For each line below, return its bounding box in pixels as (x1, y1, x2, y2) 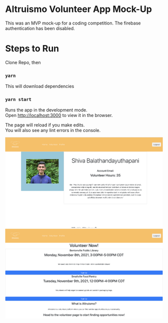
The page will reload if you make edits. (5, 122, 85, 128)
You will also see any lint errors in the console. (5, 127, 101, 133)
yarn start (5, 96, 31, 102)
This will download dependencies (5, 83, 74, 89)
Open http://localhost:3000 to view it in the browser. (5, 112, 113, 118)
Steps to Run (5, 43, 59, 54)
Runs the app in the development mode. (5, 107, 87, 113)
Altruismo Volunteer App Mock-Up (5, 3, 152, 15)
